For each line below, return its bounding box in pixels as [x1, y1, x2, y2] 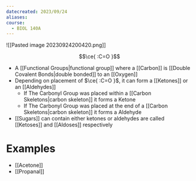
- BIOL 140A [11, 25, 41, 31]
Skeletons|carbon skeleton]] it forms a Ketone [23, 96, 136, 103]
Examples [6, 142, 56, 155]
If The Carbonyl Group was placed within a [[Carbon [23, 90, 152, 97]
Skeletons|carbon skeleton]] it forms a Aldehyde [23, 109, 142, 116]
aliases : [6, 14, 28, 20]
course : [6, 20, 25, 26]
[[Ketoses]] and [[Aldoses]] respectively [14, 121, 113, 128]
